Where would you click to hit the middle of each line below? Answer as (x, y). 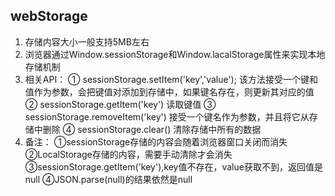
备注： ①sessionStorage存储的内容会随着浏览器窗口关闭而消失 (156, 141)
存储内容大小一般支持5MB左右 (87, 41)
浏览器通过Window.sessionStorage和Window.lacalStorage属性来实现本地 (175, 54)
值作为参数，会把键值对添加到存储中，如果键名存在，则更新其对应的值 (169, 91)
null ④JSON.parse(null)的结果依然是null (108, 179)
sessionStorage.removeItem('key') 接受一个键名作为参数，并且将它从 (167, 116)
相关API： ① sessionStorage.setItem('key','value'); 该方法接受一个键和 (171, 79)
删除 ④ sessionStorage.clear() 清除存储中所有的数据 (152, 129)
